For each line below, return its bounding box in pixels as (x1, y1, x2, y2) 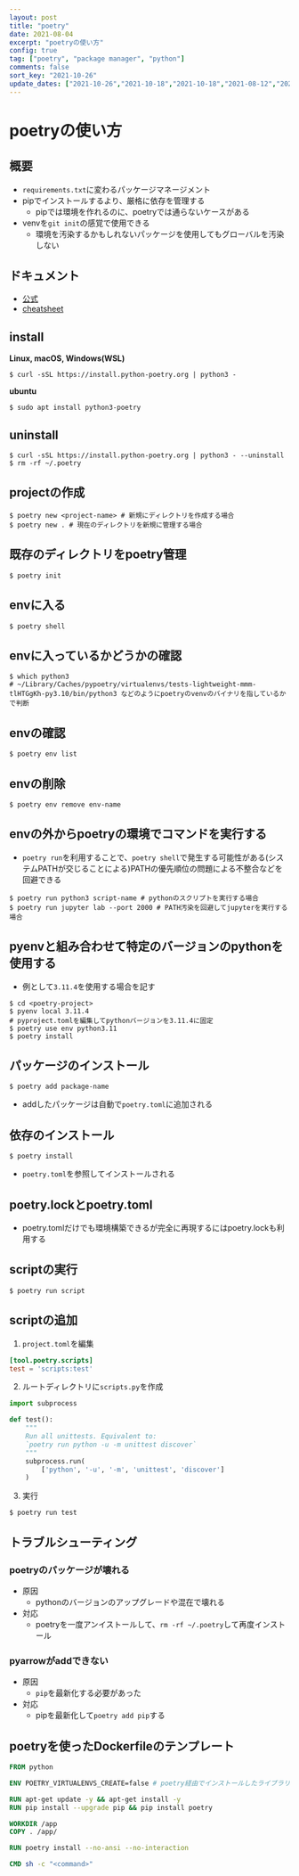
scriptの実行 (9, 1262, 78, 1277)
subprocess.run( (25, 1456, 86, 1466)
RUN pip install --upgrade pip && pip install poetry (9, 1803, 214, 1812)
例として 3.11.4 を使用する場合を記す (21, 981, 156, 992)
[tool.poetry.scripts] (9, 1356, 93, 1364)
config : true (9, 46, 58, 55)
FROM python (9, 1763, 53, 1772)
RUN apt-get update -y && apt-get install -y (9, 1795, 181, 1804)
